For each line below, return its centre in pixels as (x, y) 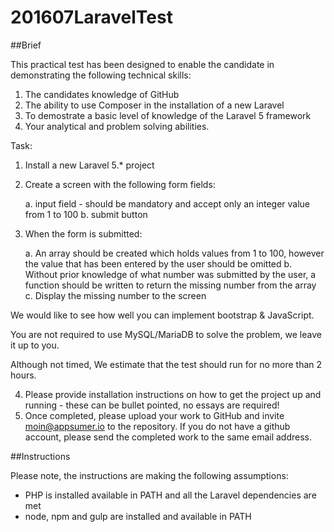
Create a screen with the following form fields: (120, 184)
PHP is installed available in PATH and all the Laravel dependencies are (170, 495)
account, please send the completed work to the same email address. (168, 437)
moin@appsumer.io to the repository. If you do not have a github (157, 426)
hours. (23, 375)
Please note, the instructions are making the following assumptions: (149, 475)
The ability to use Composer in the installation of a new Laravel (154, 105)
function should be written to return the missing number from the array (170, 285)
